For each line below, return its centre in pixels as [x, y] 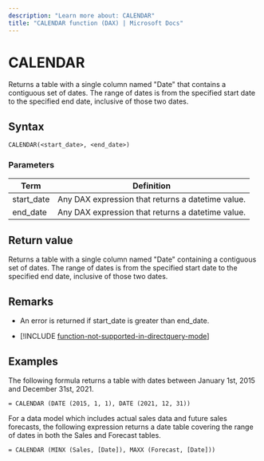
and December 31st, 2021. [51, 388]
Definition [152, 186]
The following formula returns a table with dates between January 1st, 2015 [132, 380]
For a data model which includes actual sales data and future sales [118, 418]
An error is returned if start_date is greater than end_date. [114, 321]
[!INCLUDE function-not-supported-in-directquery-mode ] [114, 337]
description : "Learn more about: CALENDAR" [82, 16]
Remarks [31, 301]
